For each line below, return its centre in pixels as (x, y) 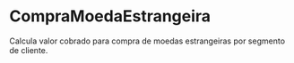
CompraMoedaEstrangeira (110, 16)
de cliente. (29, 50)
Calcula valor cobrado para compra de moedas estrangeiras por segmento (147, 41)
